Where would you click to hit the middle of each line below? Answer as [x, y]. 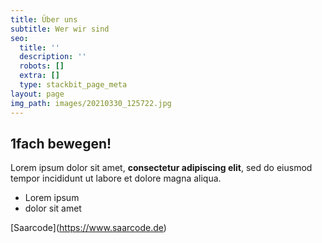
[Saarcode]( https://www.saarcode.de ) [88, 228]
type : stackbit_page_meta [73, 85]
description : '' [53, 57]
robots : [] [42, 66]
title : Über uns [44, 19]
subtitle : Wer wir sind [60, 29]
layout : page [37, 94]
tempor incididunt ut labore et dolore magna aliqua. [116, 178]
